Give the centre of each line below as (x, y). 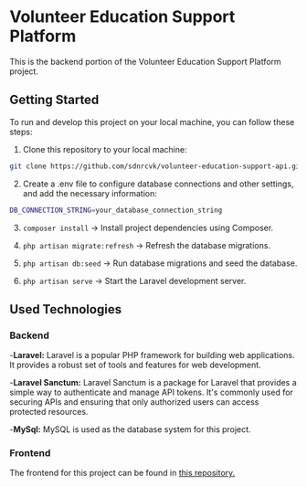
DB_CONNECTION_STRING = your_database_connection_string (116, 210)
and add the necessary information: (90, 193)
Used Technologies (65, 309)
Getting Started (54, 100)
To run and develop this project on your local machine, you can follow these (152, 122)
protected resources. (49, 412)
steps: (21, 132)
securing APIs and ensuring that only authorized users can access (134, 402)
